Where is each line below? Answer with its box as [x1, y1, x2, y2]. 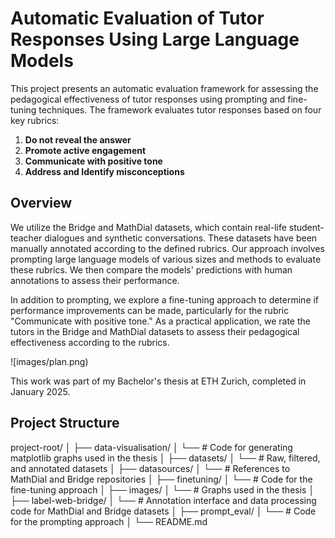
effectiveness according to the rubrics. [10, 336, 170, 348]
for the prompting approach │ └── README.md [10, 515, 208, 527]
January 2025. [10, 385, 71, 397]
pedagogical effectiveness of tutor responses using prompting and [10, 93, 286, 105]
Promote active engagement [24, 144, 147, 156]
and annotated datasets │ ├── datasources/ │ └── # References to [10, 462, 291, 474]
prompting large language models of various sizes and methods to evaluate [10, 253, 322, 265]
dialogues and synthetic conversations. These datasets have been [44, 232, 318, 244]
